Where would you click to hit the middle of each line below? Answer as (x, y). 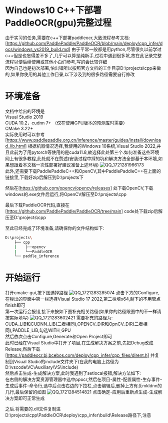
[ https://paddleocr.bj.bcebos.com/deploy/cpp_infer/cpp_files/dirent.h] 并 (80, 355)
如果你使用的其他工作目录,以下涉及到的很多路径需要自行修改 (73, 74)
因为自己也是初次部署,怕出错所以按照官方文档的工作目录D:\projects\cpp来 (81, 68)
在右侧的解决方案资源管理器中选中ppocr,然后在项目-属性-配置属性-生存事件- (84, 379)
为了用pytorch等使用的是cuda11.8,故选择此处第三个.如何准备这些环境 (89, 152)
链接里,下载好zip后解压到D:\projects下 (44, 177)
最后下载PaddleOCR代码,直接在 (37, 205)
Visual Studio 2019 (24, 117)
